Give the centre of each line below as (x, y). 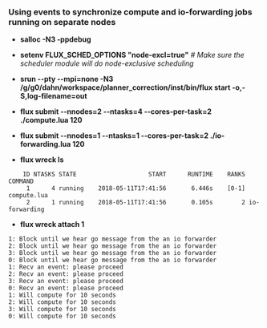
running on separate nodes (62, 22)
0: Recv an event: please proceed (66, 288)
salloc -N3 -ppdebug (55, 39)
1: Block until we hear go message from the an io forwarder (113, 239)
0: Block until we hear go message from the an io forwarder (113, 260)
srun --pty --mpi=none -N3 (67, 79)
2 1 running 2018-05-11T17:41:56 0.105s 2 (136, 203)
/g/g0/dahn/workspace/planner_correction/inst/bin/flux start (125, 87)
